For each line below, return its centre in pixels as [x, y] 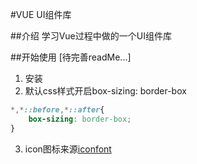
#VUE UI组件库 [41, 14]
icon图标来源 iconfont [68, 149]
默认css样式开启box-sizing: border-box [105, 91]
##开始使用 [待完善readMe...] [71, 57]
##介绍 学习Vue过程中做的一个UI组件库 [91, 36]
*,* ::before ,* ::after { [57, 110]
